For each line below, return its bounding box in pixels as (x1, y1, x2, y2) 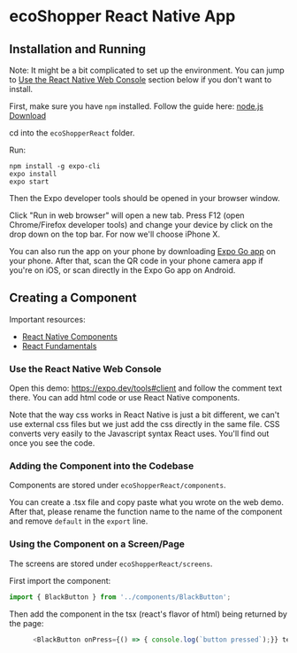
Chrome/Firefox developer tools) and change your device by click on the (9, 220, 273, 229)
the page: (9, 618, 44, 628)
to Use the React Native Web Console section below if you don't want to (9, 74, 272, 85)
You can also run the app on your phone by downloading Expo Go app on (9, 246, 277, 256)
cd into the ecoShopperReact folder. (9, 128, 135, 138)
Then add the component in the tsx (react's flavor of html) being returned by (9, 609, 287, 619)
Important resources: (9, 314, 86, 324)
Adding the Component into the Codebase (9, 460, 194, 472)
